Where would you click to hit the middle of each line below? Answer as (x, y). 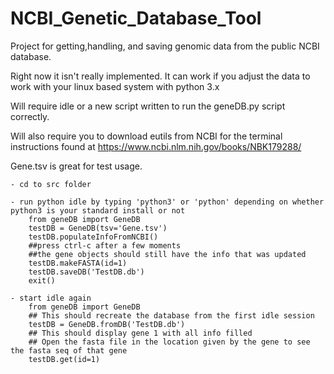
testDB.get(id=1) (64, 359)
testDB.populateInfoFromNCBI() (93, 237)
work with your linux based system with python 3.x (115, 86)
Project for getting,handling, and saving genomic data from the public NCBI (165, 46)
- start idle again (51, 298)
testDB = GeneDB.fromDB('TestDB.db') (107, 324)
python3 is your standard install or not (98, 210)
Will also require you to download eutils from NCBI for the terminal (146, 136)
